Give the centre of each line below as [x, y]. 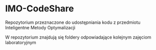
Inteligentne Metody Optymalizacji [40, 27]
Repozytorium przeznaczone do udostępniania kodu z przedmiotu [73, 22]
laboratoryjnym [21, 42]
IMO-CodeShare [40, 9]
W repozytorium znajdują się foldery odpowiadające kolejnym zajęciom [78, 37]
